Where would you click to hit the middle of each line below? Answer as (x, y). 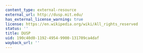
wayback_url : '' (22, 43)
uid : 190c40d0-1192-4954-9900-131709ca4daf (52, 38)
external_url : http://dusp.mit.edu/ (44, 15)
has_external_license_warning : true (44, 19)
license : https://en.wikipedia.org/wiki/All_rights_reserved (72, 24)
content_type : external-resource (41, 10)
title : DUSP (18, 33)
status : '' (17, 29)
